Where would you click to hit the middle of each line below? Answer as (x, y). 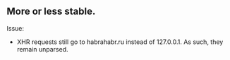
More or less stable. (51, 12)
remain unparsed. (42, 49)
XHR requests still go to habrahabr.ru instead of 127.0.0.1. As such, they (120, 42)
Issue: (16, 28)
